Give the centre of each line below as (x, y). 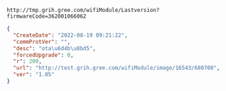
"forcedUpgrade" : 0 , (43, 55)
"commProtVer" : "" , (42, 42)
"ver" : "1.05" (34, 75)
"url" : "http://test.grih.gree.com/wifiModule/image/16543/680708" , (117, 68)
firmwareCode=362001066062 (47, 16)
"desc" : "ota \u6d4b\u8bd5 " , (55, 48)
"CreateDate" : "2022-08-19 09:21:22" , (71, 35)
